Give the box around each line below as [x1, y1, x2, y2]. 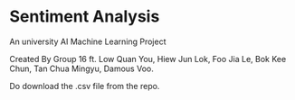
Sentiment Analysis [9, 6, 160, 27]
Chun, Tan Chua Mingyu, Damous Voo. [9, 63, 154, 74]
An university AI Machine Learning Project [9, 36, 167, 47]
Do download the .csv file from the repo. [9, 80, 160, 91]
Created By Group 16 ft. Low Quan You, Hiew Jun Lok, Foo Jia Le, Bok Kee [9, 53, 287, 64]
